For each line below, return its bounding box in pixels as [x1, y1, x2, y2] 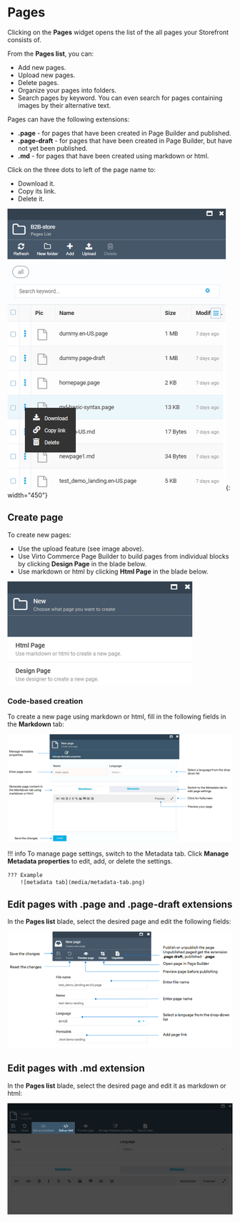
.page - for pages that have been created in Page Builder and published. [17, 129, 231, 137]
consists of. [7, 35, 41, 44]
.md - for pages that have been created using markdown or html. [17, 151, 209, 160]
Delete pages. [17, 78, 59, 86]
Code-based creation [7, 696, 84, 706]
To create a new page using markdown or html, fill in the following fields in [7, 712, 226, 721]
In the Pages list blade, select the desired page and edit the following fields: [7, 917, 231, 926]
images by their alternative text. [17, 101, 111, 109]
